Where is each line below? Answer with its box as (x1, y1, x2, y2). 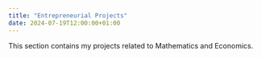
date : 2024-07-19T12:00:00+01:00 (8, 19, 121, 27)
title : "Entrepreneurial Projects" (8, 11, 128, 20)
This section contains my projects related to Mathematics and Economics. (8, 41, 254, 50)
